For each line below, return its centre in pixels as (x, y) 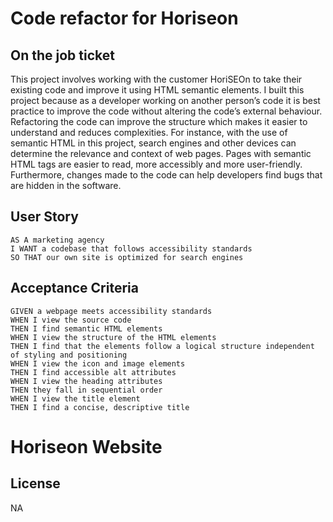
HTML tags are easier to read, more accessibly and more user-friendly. (156, 164)
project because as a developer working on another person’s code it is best (165, 100)
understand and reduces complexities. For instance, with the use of (149, 132)
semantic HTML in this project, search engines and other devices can (153, 143)
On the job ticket (62, 55)
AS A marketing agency (57, 240)
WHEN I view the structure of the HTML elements (113, 337)
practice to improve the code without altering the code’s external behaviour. (166, 111)
